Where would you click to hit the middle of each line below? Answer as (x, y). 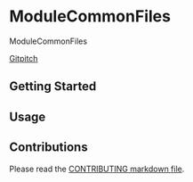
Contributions (48, 148)
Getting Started (53, 87)
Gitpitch (24, 58)
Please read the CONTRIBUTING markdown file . (97, 169)
